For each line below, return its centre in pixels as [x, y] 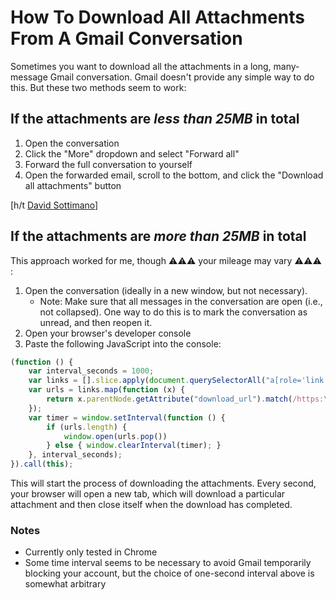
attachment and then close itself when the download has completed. [151, 505]
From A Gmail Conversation [126, 38]
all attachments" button [73, 185]
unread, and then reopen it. [96, 322]
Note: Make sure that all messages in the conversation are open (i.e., [181, 301]
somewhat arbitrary [65, 584]
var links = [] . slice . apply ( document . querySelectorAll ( [147, 381]
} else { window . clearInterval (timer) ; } [134, 446]
